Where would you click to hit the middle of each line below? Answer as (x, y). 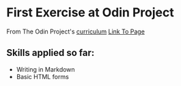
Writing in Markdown (46, 69)
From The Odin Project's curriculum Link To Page (75, 31)
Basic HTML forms (42, 76)
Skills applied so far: (51, 53)
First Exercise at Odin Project (90, 13)
